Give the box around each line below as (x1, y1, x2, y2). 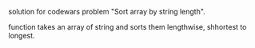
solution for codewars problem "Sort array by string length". (8, 7, 205, 16)
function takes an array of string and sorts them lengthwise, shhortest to (8, 22, 247, 31)
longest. (8, 31, 35, 40)
